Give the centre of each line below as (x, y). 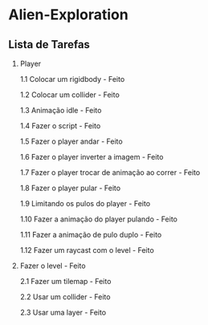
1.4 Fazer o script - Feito (60, 126)
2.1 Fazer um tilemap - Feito (65, 281)
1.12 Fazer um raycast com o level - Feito (87, 250)
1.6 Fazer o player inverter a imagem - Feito (92, 157)
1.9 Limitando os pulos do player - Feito (85, 203)
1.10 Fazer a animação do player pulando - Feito (99, 219)
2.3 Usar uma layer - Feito (63, 312)
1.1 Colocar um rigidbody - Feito (72, 79)
